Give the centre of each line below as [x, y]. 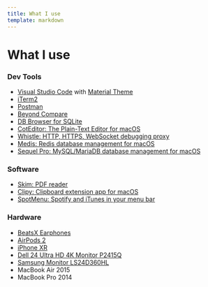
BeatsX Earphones [44, 233]
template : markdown [36, 20]
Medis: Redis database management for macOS [86, 143]
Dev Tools [24, 76]
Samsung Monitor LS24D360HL [63, 262]
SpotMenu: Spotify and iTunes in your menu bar [86, 199]
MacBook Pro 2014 [45, 277]
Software [23, 169]
